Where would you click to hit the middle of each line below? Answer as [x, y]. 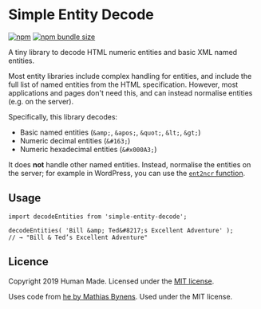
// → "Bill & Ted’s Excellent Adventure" [78, 237]
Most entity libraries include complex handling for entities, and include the [130, 76]
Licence [29, 262]
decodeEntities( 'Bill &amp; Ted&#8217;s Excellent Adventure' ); [121, 230]
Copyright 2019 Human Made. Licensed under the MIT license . [111, 281]
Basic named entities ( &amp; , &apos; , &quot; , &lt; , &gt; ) [110, 132]
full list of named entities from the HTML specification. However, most [123, 84]
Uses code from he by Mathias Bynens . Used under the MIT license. [121, 296]
